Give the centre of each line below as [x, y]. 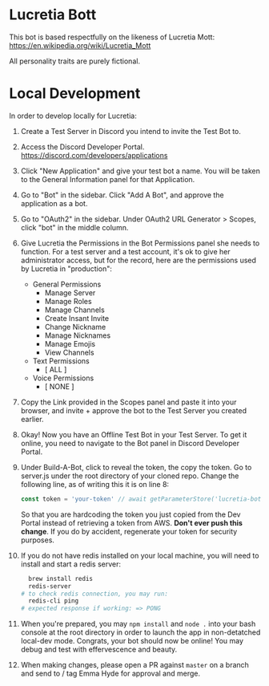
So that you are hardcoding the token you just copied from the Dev [130, 514]
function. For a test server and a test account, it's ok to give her [125, 251]
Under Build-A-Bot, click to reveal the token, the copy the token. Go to [136, 467]
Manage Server [70, 292]
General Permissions [67, 284]
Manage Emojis [70, 343]
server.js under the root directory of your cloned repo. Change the [130, 476]
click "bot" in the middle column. [74, 227]
